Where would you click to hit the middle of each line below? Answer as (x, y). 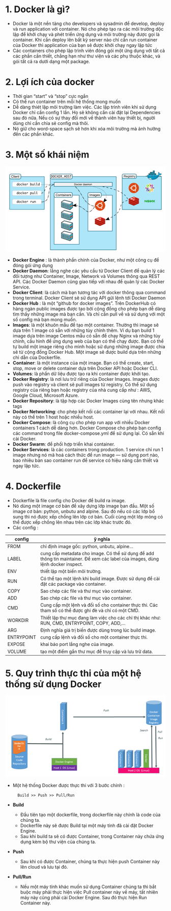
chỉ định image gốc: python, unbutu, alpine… (87, 546)
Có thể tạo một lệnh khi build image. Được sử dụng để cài (100, 578)
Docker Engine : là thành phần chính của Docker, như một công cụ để (86, 260)
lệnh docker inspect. (62, 564)
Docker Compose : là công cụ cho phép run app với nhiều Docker (81, 423)
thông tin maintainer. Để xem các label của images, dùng (100, 559)
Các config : (25, 528)
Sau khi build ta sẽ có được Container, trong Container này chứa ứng (92, 837)
